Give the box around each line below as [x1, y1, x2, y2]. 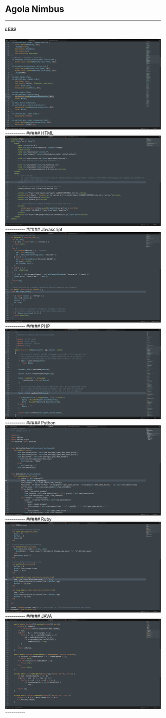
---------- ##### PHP [5, 323, 50, 329]
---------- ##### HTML [5, 130, 54, 136]
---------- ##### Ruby [5, 516, 52, 522]
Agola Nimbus [5, 3, 64, 15]
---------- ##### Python [5, 420, 56, 425]
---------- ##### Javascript [5, 226, 63, 233]
